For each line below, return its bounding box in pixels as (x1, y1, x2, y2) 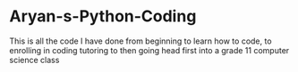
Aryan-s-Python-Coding (9, 6, 197, 27)
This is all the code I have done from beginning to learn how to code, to (9, 36, 272, 46)
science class (9, 54, 60, 65)
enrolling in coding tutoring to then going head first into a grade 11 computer (9, 44, 290, 55)
